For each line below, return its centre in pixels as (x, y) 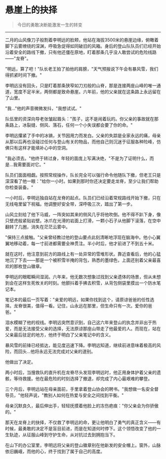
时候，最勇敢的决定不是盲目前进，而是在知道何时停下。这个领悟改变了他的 (81, 428)
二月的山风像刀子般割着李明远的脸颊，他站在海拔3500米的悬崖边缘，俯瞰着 (82, 39)
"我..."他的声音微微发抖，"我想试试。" (43, 108)
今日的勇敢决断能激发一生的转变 (50, 25)
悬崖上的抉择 (31, 10)
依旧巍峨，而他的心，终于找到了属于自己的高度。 (55, 451)
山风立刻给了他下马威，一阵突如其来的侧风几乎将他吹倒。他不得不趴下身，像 (83, 214)
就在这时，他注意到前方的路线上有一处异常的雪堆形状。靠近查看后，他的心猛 (83, 254)
